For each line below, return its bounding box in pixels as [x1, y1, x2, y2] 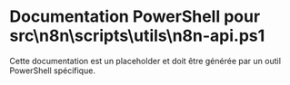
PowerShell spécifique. [9, 65, 95, 76]
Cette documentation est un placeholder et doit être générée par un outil [9, 55, 282, 66]
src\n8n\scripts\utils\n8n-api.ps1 [9, 25, 265, 46]
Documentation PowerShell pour [9, 6, 261, 27]
